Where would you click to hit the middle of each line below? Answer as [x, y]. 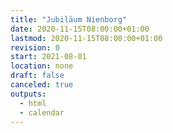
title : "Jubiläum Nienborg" [69, 19]
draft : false [37, 76]
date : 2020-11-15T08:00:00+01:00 [80, 29]
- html [33, 103]
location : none [42, 66]
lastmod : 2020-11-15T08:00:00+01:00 [86, 38]
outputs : [28, 94]
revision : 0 [35, 47]
